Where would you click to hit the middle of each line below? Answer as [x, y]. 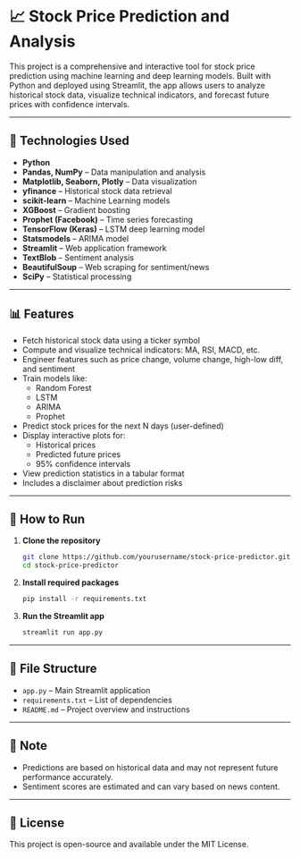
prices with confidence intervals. [70, 104]
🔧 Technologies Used [69, 141]
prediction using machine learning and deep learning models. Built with [140, 75]
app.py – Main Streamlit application [86, 690]
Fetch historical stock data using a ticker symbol [111, 340]
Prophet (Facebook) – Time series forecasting [108, 219]
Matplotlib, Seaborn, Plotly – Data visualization [109, 181]
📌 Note [28, 746]
